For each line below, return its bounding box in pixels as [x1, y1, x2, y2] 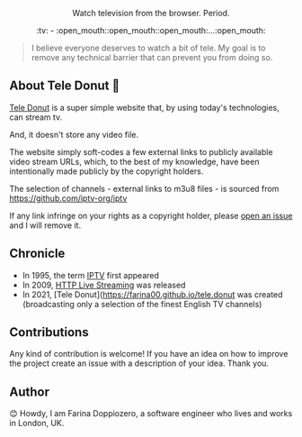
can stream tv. [9, 112, 63, 123]
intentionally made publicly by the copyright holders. [9, 166, 204, 177]
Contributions [9, 324, 89, 341]
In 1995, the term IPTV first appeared [22, 269, 160, 280]
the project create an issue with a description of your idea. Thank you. [9, 358, 270, 369]
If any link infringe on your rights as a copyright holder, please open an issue [9, 210, 293, 221]
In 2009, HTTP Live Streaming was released [22, 279, 186, 290]
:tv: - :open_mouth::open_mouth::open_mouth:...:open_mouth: [36, 25, 266, 35]
